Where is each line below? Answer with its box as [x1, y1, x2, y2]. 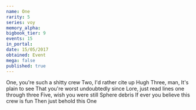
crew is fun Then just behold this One [6, 98, 97, 105]
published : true [6, 63, 46, 69]
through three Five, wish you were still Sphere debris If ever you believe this [6, 91, 190, 98]
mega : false [6, 57, 35, 63]
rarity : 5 [6, 14, 31, 20]
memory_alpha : [6, 25, 41, 31]
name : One [6, 8, 31, 15]
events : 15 [6, 36, 33, 42]
